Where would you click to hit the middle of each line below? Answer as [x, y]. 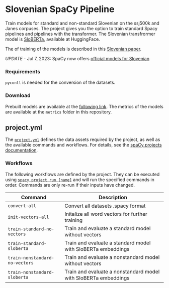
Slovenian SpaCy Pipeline [60, 9]
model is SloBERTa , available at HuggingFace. [53, 39]
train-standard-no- [31, 229]
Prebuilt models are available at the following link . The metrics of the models [84, 106]
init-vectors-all [28, 217]
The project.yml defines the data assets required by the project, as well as [83, 139]
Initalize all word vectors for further [106, 214]
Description [113, 197]
